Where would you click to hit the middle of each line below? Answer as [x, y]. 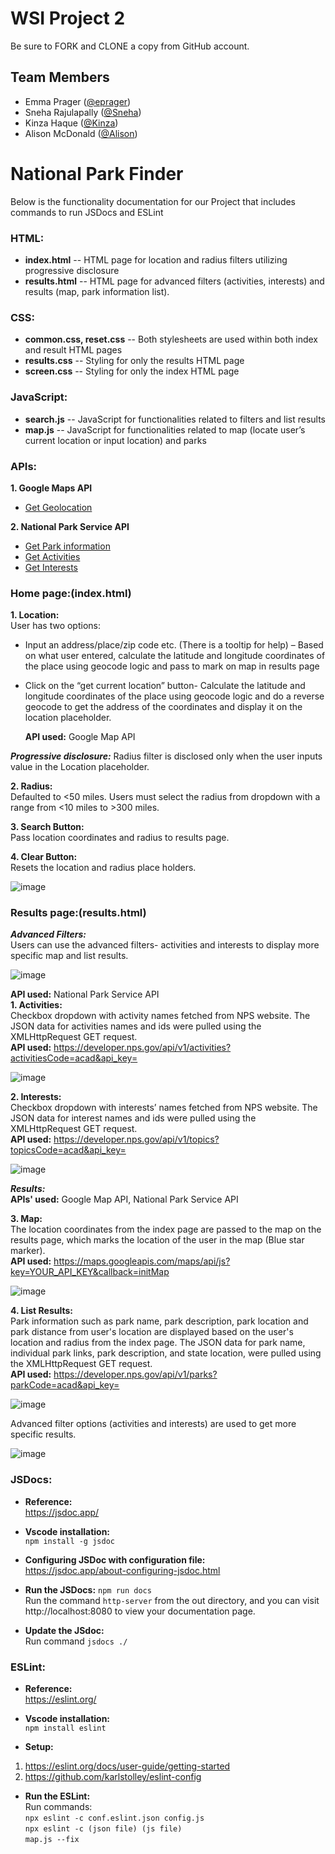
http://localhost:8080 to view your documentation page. [140, 1611]
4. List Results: [42, 1311]
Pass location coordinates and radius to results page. [120, 838]
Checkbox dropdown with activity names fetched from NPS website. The [160, 1016]
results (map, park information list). [97, 291]
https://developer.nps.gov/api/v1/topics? [136, 1139]
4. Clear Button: [44, 857]
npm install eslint [65, 1728]
